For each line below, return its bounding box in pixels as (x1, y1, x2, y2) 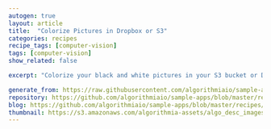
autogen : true (8, 11, 56, 20)
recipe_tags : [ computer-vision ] (8, 42, 117, 50)
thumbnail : (8, 108, 45, 117)
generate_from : (8, 85, 60, 94)
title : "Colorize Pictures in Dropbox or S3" (8, 27, 168, 35)
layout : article (8, 19, 63, 27)
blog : (8, 101, 27, 109)
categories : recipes (8, 34, 78, 43)
